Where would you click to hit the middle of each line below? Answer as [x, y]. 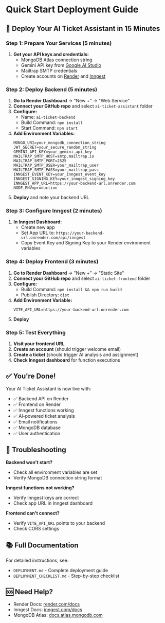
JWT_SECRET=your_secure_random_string [55, 148]
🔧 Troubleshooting [36, 450]
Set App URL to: [38, 233]
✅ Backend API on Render [41, 398]
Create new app [38, 227]
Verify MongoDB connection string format [58, 477]
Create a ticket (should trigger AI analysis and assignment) [76, 355]
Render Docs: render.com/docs [47, 604]
